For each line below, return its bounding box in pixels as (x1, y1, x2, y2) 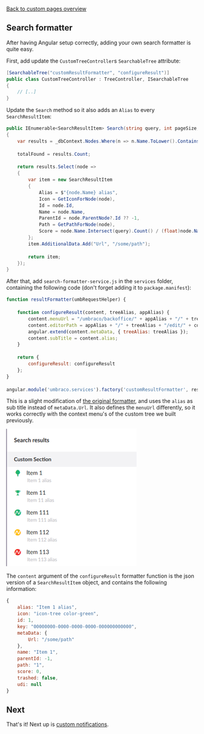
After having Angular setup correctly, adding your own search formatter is (6, 39, 191, 46)
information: (6, 585, 37, 593)
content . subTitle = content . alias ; (28, 335, 118, 341)
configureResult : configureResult (28, 361, 115, 367)
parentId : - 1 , (17, 655, 53, 662)
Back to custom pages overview (6, 5, 87, 12)
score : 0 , (17, 669, 42, 675)
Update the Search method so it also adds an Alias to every (6, 107, 155, 114)
